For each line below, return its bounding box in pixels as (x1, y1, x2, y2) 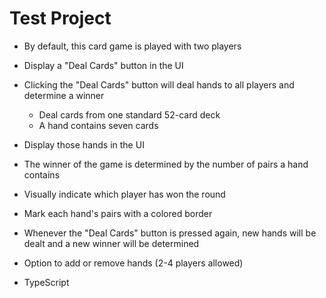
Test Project (9, 7, 112, 30)
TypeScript (23, 276, 70, 288)
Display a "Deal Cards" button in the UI (23, 59, 184, 71)
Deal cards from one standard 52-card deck (38, 108, 221, 121)
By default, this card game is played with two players (23, 40, 242, 52)
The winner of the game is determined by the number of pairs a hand (23, 158, 309, 170)
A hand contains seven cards (38, 119, 159, 131)
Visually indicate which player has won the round (23, 188, 226, 200)
